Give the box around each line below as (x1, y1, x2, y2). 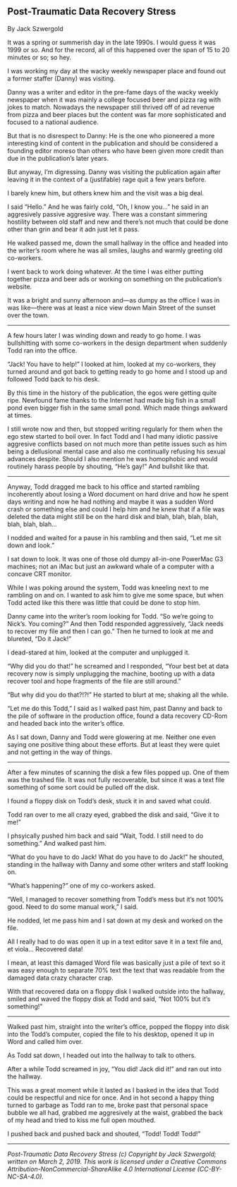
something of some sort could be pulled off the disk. (7, 783, 160, 791)
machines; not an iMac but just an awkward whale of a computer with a (7, 562, 214, 571)
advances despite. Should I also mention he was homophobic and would (7, 454, 218, 463)
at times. (7, 410, 33, 419)
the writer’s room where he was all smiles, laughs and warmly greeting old (7, 246, 223, 255)
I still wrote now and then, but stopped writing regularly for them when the (7, 425, 224, 433)
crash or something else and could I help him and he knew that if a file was (7, 504, 225, 513)
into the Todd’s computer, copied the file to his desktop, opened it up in (7, 1030, 214, 1038)
